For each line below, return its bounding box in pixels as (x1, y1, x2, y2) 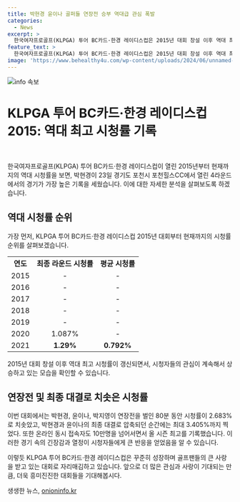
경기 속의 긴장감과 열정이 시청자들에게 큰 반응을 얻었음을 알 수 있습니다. (20, 438, 219, 447)
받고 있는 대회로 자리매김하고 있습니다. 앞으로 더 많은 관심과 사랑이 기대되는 (14, 462, 225, 471)
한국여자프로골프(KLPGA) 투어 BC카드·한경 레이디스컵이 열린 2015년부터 (7, 161, 210, 170)
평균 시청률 (99, 258, 136, 268)
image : (7, 57, 27, 64)
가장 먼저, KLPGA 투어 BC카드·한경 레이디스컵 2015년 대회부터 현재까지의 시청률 (7, 231, 231, 240)
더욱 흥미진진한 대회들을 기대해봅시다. (16, 471, 122, 480)
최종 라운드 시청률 (36, 258, 94, 268)
